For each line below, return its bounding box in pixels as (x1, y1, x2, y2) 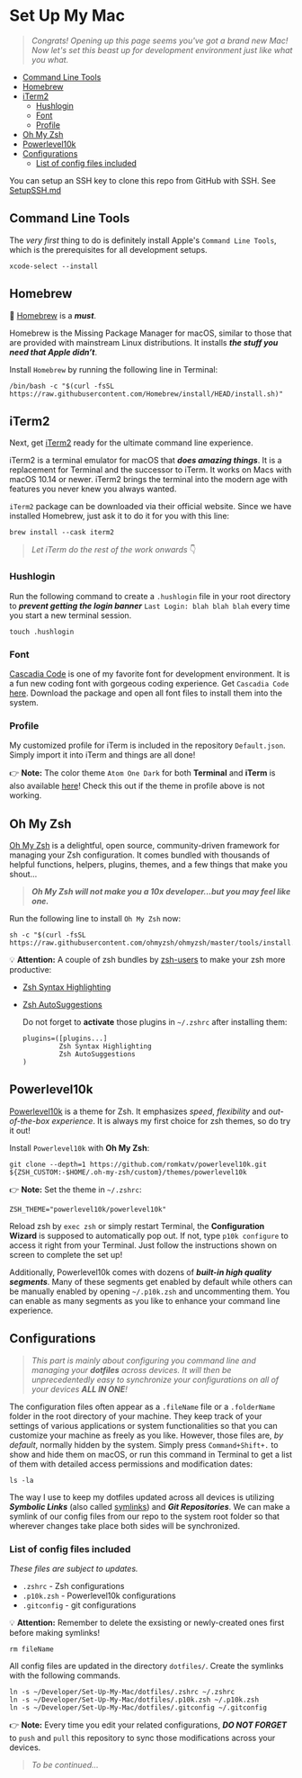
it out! (9, 1125, 31, 1136)
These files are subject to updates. (9, 1563, 138, 1574)
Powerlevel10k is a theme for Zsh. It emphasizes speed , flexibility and (9, 1106, 267, 1117)
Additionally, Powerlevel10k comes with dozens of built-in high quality (9, 1266, 272, 1278)
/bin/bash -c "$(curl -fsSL (9, 382, 115, 391)
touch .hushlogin (9, 627, 75, 636)
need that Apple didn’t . (9, 346, 98, 357)
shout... (9, 869, 38, 880)
